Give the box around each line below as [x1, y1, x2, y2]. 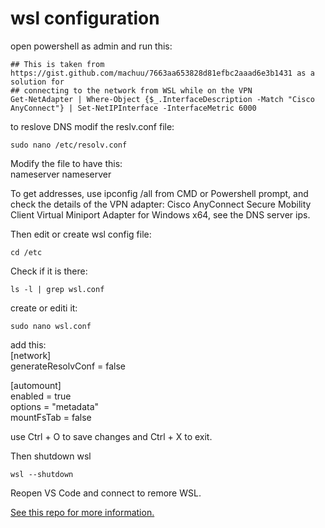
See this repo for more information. [10, 506, 155, 518]
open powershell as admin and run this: [10, 40, 173, 52]
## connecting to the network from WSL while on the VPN [10, 85, 253, 96]
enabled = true [10, 390, 72, 402]
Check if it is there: [10, 265, 88, 277]
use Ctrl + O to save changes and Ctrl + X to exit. [10, 430, 213, 442]
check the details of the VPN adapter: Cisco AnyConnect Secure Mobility [10, 198, 312, 210]
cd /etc [10, 247, 43, 257]
